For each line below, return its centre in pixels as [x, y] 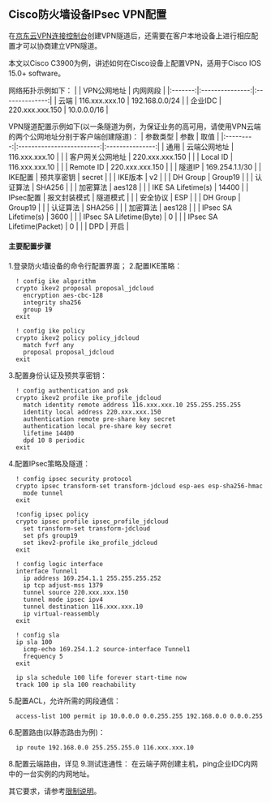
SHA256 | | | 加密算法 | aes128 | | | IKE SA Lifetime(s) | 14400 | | [142, 187]
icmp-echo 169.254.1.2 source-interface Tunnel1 [107, 650]
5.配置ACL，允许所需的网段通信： [65, 701]
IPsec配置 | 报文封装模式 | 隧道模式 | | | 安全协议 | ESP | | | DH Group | [125, 197]
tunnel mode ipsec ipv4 [63, 600]
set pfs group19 [51, 536]
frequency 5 [43, 657]
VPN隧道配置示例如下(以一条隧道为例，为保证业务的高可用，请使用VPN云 [131, 126]
